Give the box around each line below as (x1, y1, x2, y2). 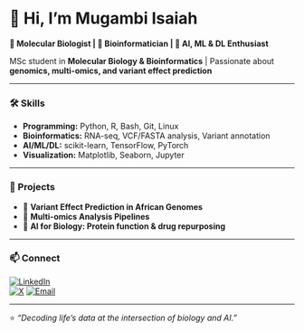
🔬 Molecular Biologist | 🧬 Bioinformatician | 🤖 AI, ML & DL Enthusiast (9, 38, 269, 49)
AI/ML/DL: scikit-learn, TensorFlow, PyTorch (22, 140, 189, 151)
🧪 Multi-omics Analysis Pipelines (22, 211, 150, 222)
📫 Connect (9, 252, 61, 265)
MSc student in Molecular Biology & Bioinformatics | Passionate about (9, 55, 274, 66)
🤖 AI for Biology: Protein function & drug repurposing (22, 221, 226, 232)
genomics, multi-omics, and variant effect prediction (9, 65, 213, 76)
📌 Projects (9, 181, 56, 194)
